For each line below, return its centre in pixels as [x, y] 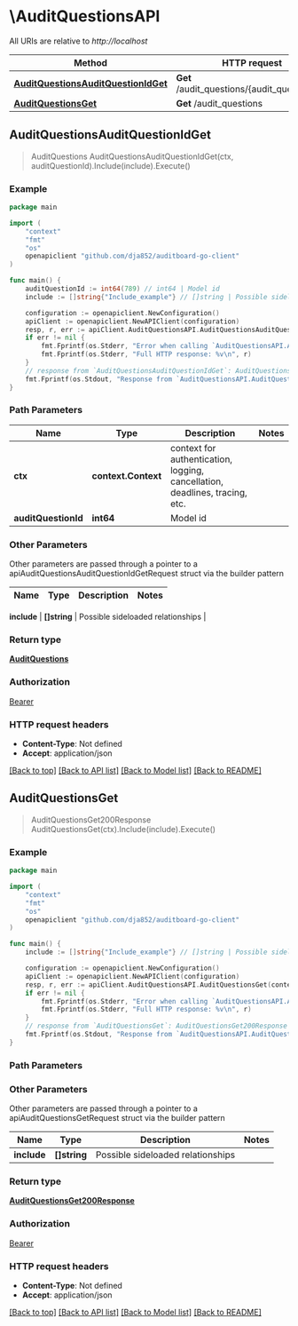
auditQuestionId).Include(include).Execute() [110, 165]
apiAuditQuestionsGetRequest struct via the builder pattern [118, 1117]
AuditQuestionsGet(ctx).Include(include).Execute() [123, 829]
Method [91, 62]
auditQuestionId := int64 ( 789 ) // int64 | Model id [122, 289]
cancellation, [197, 481]
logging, [187, 470]
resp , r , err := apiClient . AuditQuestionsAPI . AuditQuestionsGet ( [149, 985]
